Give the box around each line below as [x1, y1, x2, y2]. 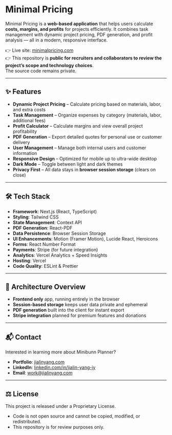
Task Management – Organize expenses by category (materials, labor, [12, 112, 162, 118]
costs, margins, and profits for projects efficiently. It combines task [5, 26, 148, 32]
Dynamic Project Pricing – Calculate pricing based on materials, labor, [12, 101, 162, 107]
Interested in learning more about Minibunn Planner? [5, 349, 116, 355]
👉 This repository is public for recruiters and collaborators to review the [5, 55, 162, 61]
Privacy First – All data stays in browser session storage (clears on [12, 166, 156, 172]
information [12, 150, 37, 156]
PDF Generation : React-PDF [12, 225, 73, 231]
